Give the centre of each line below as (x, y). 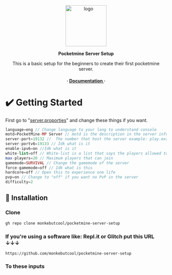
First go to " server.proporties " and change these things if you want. (77, 120)
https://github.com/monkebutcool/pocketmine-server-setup (68, 253)
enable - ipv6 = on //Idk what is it (41, 149)
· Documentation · (86, 81)
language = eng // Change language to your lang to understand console (81, 130)
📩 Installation (27, 198)
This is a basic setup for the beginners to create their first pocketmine (86, 63)
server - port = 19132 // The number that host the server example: (76, 139)
